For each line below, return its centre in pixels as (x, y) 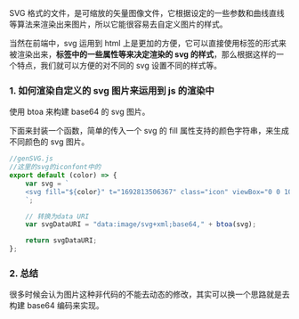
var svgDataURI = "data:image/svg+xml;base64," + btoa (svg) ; (141, 225)
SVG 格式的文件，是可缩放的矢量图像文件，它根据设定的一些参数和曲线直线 (147, 13)
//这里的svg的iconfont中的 (55, 168)
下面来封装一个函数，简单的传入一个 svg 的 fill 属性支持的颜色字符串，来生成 (149, 131)
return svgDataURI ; (61, 241)
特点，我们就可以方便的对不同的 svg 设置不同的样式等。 (119, 65)
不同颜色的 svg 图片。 (49, 142)
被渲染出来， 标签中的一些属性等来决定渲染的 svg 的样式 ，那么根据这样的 (143, 54)
